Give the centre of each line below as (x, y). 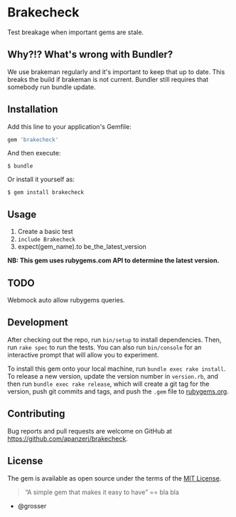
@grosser (32, 506)
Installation (33, 109)
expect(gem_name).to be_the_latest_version (82, 247)
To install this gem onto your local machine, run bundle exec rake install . (117, 369)
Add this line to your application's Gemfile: (69, 126)
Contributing (36, 414)
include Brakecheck (47, 240)
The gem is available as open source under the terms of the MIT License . (114, 478)
